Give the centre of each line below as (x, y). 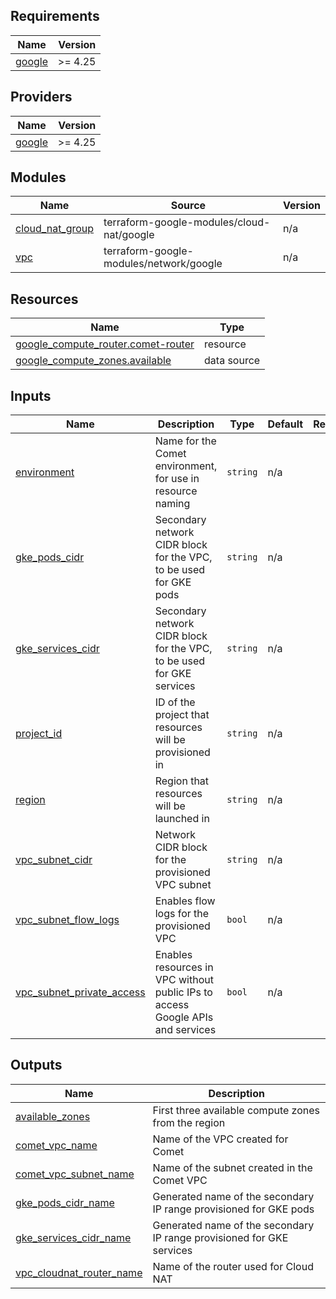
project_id (39, 734)
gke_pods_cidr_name (65, 1202)
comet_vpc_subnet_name (75, 1174)
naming (172, 504)
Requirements (55, 16)
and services (185, 1030)
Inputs (31, 395)
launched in (182, 819)
